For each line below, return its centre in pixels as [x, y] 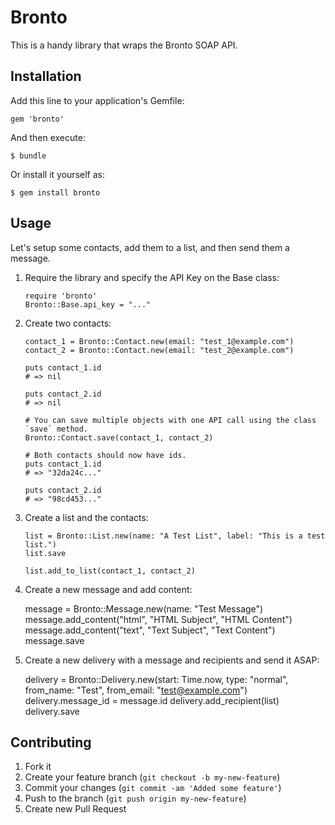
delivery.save [52, 711]
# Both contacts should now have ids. [105, 455]
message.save [54, 640]
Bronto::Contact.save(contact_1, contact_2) [119, 437]
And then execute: [48, 137]
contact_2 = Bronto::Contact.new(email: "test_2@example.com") [159, 350]
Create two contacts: [68, 323]
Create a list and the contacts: [86, 517]
